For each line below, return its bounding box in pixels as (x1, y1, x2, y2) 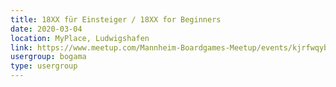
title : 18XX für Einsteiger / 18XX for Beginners (10, 14, 222, 25)
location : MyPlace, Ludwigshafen (10, 33, 150, 43)
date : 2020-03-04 (10, 24, 83, 34)
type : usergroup (10, 61, 78, 71)
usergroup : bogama (10, 52, 87, 62)
